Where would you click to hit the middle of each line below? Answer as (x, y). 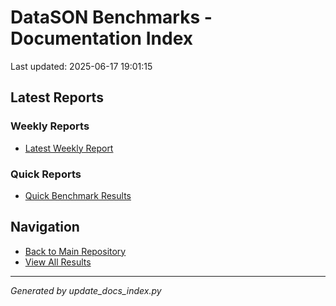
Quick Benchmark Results (78, 195)
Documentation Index (101, 38)
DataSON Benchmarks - (111, 17)
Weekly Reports (50, 126)
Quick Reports (46, 174)
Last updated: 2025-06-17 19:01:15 (81, 66)
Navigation (45, 227)
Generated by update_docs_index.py (86, 290)
